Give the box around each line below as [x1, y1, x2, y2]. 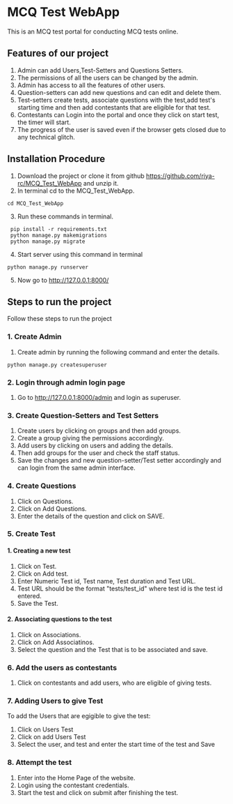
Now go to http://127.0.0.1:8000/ [17, 276, 109, 284]
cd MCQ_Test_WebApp [7, 200, 64, 207]
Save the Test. [17, 599, 59, 607]
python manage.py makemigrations [10, 232, 108, 239]
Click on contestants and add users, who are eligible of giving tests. [17, 678, 212, 687]
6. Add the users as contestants [7, 662, 117, 672]
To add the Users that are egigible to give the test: [7, 712, 151, 720]
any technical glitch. [17, 133, 75, 141]
